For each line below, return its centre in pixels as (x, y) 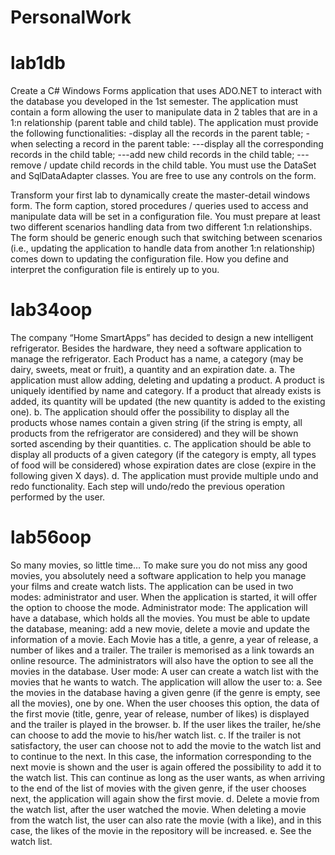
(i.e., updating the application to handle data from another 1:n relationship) (163, 248)
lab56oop (51, 537)
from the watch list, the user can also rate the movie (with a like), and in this (166, 820)
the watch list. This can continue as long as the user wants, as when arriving (168, 777)
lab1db (38, 63)
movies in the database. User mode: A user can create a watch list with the (164, 671)
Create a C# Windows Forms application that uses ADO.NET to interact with (166, 91)
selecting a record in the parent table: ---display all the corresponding (179, 144)
